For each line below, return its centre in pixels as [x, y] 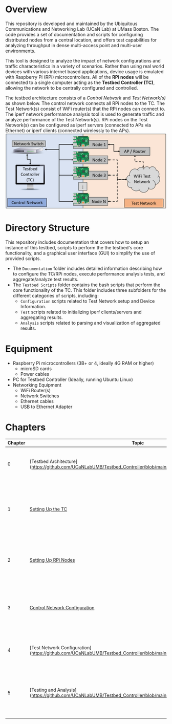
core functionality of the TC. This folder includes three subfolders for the [89, 290]
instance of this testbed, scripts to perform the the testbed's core [74, 248]
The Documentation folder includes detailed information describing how [87, 269]
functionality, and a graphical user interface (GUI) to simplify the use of [80, 253]
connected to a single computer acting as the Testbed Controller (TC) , [80, 82]
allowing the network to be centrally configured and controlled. [72, 88]
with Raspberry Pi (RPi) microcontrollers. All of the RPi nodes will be [77, 77]
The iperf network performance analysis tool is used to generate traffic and [85, 114]
